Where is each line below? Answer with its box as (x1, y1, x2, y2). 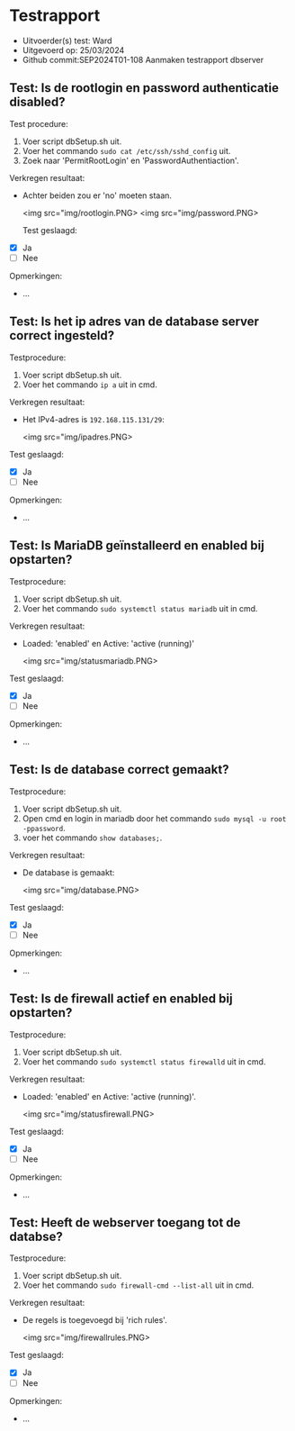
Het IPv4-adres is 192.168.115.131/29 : (22, 413, 165, 424)
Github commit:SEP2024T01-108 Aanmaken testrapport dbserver (22, 54, 264, 65)
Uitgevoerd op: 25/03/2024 (22, 44, 125, 55)
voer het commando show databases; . (22, 832, 163, 843)
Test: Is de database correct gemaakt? (9, 762, 229, 777)
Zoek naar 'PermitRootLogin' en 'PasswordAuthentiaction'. (22, 155, 239, 166)
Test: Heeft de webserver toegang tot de (9, 1215, 241, 1230)
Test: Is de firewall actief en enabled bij (9, 992, 233, 1007)
